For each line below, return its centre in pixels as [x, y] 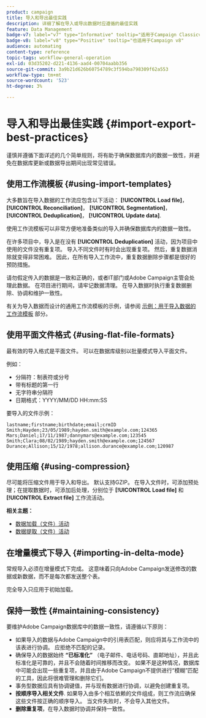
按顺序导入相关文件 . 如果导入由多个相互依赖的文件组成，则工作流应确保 [105, 693]
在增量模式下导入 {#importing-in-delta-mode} [95, 552]
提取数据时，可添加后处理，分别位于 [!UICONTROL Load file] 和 [103, 490]
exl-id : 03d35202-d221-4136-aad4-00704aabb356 [67, 63]
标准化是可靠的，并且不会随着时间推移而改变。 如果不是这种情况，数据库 [107, 663]
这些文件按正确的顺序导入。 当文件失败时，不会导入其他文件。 [94, 701]
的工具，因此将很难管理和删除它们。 [61, 678]
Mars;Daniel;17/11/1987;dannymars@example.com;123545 [77, 435]
